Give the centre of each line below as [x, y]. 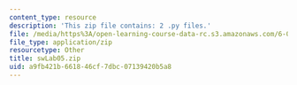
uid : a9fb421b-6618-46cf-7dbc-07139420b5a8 [91, 67]
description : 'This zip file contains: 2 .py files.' [110, 26]
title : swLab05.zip [45, 58]
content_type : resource [53, 17]
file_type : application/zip [61, 42]
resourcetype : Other [47, 50]
